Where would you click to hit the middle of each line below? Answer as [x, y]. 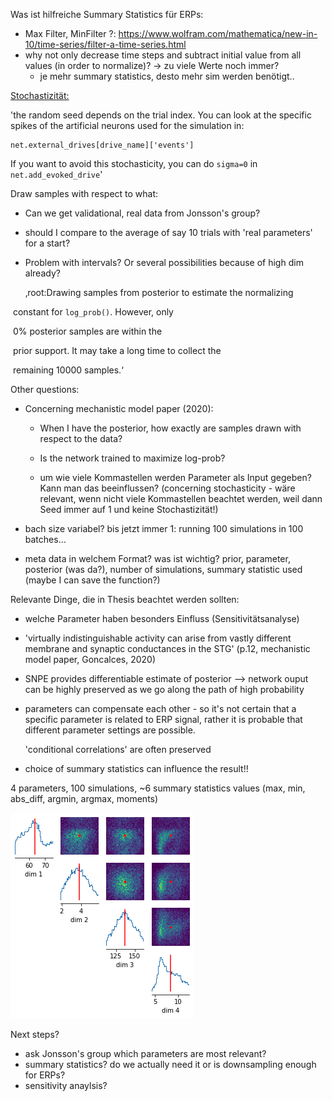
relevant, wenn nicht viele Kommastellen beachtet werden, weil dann [181, 498]
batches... [45, 539]
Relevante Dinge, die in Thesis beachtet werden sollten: [125, 599]
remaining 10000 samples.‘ [68, 370]
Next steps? [35, 1034]
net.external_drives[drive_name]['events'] [102, 145]
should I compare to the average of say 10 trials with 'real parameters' [168, 232]
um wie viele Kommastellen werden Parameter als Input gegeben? [175, 477]
